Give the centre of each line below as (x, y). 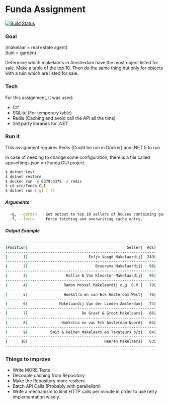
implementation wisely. (36, 397)
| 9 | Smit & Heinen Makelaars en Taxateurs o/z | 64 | (81, 332)
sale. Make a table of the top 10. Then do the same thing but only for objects (84, 68)
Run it (13, 137)
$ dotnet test (20, 172)
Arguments (17, 202)
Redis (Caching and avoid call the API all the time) (64, 118)
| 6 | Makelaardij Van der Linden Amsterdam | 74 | (81, 304)
